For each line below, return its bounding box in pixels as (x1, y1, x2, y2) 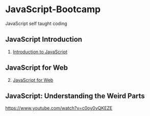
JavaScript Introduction (5, 35, 83, 44)
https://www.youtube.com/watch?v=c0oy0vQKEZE (5, 105, 113, 111)
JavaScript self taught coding (5, 20, 67, 26)
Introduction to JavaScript (12, 48, 68, 54)
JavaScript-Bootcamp (5, 4, 101, 15)
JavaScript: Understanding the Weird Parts (5, 92, 145, 100)
